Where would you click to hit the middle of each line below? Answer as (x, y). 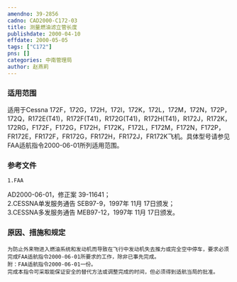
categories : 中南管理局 (40, 60)
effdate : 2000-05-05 (38, 40)
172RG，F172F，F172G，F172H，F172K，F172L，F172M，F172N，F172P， (116, 127)
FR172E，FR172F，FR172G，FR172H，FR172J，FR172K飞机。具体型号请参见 (119, 136)
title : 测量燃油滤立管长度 (43, 27)
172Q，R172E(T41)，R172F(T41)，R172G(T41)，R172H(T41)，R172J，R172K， (119, 119)
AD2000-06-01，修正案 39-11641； (59, 195)
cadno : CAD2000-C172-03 (43, 21)
